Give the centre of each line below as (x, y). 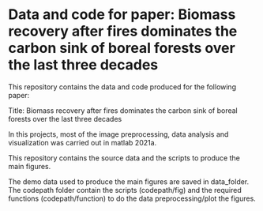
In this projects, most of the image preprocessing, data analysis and (118, 134)
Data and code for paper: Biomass (122, 15)
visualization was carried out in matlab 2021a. (83, 142)
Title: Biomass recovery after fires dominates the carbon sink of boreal (123, 110)
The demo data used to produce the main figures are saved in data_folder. (129, 181)
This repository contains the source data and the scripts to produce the (124, 158)
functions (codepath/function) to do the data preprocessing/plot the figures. (132, 198)
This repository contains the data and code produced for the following (122, 87)
